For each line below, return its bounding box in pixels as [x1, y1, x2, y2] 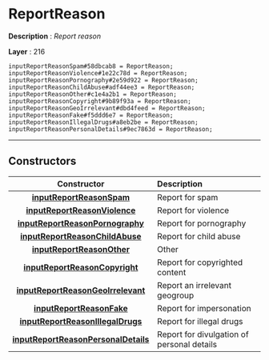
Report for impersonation [157, 302, 251, 314]
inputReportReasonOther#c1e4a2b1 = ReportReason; [8, 90, 178, 98]
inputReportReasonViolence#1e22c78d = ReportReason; [8, 69, 188, 77]
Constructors [8, 154, 77, 168]
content [157, 266, 187, 278]
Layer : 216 [8, 46, 46, 56]
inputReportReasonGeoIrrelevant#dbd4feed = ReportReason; [8, 104, 206, 112]
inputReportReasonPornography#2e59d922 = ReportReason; [8, 76, 199, 84]
